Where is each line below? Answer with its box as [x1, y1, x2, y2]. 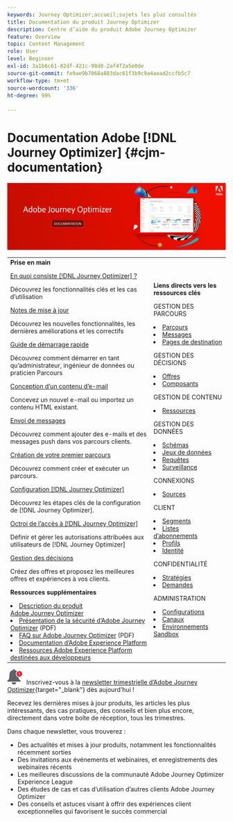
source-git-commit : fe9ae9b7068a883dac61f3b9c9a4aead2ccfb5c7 [7, 70, 191, 76]
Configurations [162, 608, 205, 616]
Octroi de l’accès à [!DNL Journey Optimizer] [10, 519, 139, 528]
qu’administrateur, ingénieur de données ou [10, 361, 135, 369]
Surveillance [162, 463, 198, 472]
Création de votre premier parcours [10, 451, 111, 459]
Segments [162, 517, 191, 525]
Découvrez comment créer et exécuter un [10, 464, 130, 472]
